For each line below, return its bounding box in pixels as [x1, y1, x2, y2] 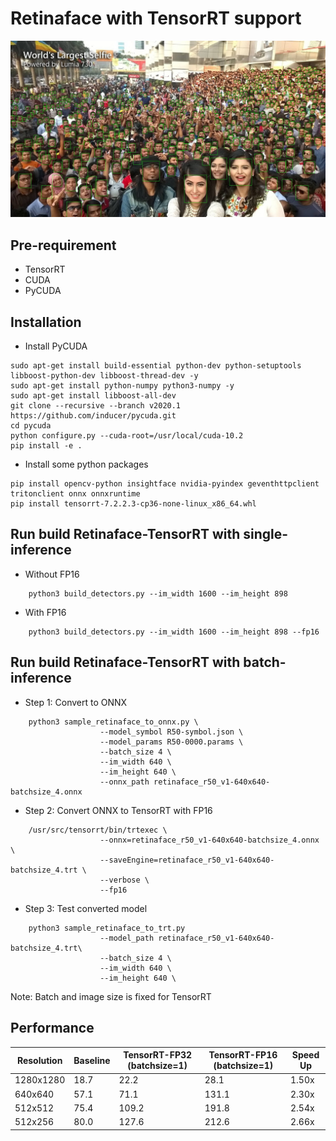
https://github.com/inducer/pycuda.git [10, 411, 177, 421]
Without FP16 [24, 568, 80, 580]
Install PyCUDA [24, 340, 88, 352]
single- [243, 526, 289, 543]
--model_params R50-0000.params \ [99, 737, 244, 747]
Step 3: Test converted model [24, 902, 148, 914]
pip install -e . [10, 441, 83, 451]
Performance [10, 1020, 95, 1037]
